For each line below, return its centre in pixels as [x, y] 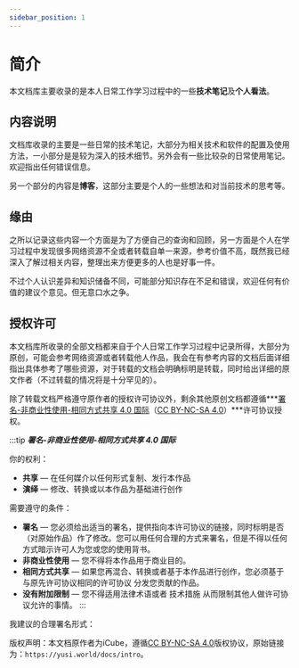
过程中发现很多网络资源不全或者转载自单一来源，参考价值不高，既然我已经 [153, 252]
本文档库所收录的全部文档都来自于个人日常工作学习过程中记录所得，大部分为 [149, 346]
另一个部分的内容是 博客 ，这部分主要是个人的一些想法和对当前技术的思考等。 [149, 186]
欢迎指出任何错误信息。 [52, 167]
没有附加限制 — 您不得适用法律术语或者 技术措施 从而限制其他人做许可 [151, 594]
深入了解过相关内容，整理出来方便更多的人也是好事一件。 [114, 262]
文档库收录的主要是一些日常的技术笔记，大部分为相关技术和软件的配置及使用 [149, 144]
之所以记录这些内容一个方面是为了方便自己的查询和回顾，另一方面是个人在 [145, 240]
